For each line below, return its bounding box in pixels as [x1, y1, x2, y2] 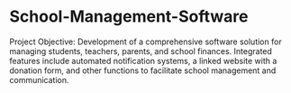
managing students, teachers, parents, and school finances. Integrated [9, 45, 273, 56]
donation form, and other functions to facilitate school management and [9, 65, 277, 76]
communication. [9, 74, 69, 85]
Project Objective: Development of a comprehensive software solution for [9, 36, 282, 47]
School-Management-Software [9, 6, 249, 27]
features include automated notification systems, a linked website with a [9, 55, 277, 66]
